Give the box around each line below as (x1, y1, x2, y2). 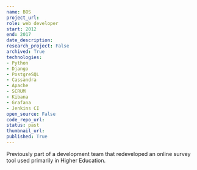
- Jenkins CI (6, 105, 40, 112)
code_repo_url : (6, 116, 45, 122)
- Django (6, 65, 29, 72)
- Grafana (6, 99, 32, 105)
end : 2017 (6, 32, 32, 38)
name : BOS (6, 9, 32, 15)
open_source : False (6, 111, 56, 117)
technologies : (6, 54, 43, 60)
